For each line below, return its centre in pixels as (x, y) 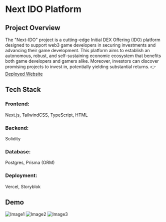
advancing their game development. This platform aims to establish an (77, 50)
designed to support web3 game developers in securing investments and (80, 45)
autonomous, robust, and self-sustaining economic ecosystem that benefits (83, 56)
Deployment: (21, 175)
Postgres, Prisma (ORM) (30, 163)
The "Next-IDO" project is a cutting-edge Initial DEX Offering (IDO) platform (83, 40)
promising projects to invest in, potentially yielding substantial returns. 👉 (80, 67)
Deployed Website (24, 74)
